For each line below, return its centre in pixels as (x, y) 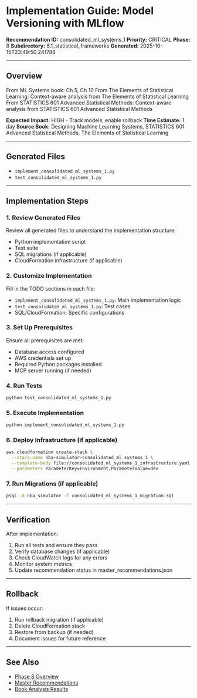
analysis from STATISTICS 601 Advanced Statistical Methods (79, 109)
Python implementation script (50, 242)
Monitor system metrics (43, 564)
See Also (23, 662)
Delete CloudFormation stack (50, 626)
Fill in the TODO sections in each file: (51, 288)
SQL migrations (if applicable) (50, 254)
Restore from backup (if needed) (54, 632)
